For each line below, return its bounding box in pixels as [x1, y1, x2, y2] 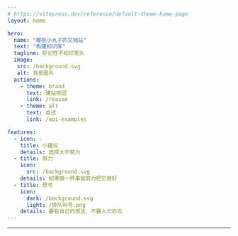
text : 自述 [25, 109, 57, 117]
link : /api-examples [25, 116, 87, 123]
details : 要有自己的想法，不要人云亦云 [20, 208, 123, 215]
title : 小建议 [20, 141, 59, 149]
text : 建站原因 [25, 90, 67, 97]
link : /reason [25, 96, 69, 103]
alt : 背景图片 [16, 69, 55, 77]
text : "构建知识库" [13, 43, 66, 50]
